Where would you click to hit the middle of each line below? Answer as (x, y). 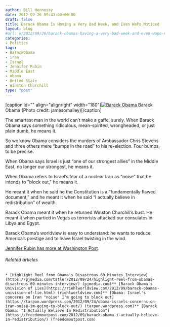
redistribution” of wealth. (31, 202)
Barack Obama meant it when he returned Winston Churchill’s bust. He (79, 212)
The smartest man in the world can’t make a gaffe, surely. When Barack (80, 120)
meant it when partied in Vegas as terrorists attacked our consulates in (79, 218)
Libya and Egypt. (23, 223)
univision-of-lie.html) (30, 292)
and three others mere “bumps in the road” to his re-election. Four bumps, (83, 146)
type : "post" (19, 90)
